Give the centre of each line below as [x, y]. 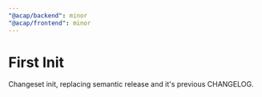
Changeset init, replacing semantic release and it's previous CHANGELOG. [131, 84]
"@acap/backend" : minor [48, 16]
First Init [36, 62]
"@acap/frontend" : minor [50, 23]
